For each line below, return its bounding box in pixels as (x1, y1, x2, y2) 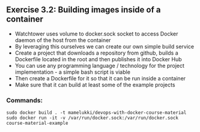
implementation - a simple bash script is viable (14, 68, 131, 76)
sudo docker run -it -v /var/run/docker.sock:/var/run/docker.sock (6, 115, 179, 121)
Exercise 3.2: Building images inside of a (6, 5, 161, 15)
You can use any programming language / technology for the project (14, 62, 185, 69)
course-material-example (6, 120, 68, 127)
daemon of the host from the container (14, 36, 111, 44)
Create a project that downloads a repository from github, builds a (14, 49, 178, 56)
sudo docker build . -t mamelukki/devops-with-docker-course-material (6, 110, 187, 116)
